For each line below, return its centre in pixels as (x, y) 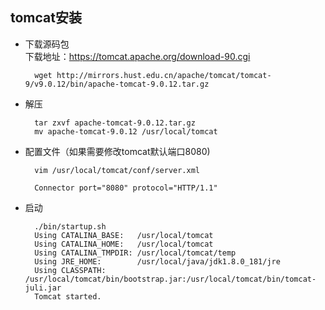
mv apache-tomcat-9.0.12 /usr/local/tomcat (126, 131)
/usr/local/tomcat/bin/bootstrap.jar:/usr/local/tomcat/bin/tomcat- (170, 279)
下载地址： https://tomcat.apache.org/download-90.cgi (137, 56)
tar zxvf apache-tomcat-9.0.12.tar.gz (115, 123)
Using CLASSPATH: (70, 270)
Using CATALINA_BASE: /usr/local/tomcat (124, 235)
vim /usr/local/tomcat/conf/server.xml (117, 170)
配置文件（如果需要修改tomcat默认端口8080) (117, 151)
